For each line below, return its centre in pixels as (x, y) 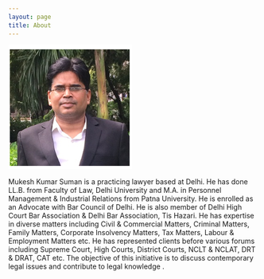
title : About (30, 25)
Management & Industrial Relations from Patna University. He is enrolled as (131, 198)
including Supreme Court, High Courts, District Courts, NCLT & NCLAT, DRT (132, 249)
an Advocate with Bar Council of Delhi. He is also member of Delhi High (125, 206)
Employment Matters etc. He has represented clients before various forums (132, 241)
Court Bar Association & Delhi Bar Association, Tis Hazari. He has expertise (131, 215)
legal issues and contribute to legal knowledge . (86, 266)
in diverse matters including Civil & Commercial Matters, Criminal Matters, (129, 224)
